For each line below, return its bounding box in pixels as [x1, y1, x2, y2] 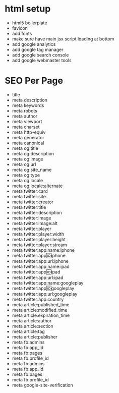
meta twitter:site [12, 193, 46, 199]
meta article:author [12, 317, 52, 323]
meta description [12, 97, 47, 103]
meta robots [12, 107, 37, 114]
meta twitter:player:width [12, 231, 64, 237]
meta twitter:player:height [12, 236, 66, 242]
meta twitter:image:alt [12, 220, 58, 226]
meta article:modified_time [12, 307, 68, 313]
